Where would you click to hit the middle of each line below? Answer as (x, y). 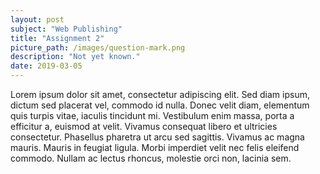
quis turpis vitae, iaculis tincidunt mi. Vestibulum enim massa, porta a (152, 115)
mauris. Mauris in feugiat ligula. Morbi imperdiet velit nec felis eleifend (155, 147)
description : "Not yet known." (75, 57)
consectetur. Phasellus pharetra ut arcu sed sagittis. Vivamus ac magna (157, 137)
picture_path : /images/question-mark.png (98, 47)
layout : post (37, 19)
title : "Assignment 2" (57, 38)
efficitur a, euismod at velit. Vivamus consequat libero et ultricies (144, 126)
